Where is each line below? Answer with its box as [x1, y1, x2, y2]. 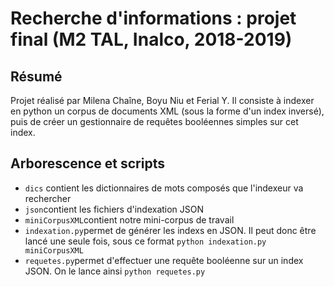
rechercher [24, 192, 72, 204]
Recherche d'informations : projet [10, 7, 297, 30]
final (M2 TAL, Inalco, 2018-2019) [10, 28, 293, 51]
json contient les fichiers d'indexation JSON [24, 203, 205, 215]
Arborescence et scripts [10, 155, 165, 172]
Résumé [10, 68, 63, 85]
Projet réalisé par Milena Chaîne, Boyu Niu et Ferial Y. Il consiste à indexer [10, 95, 315, 106]
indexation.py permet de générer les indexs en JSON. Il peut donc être [24, 224, 317, 236]
